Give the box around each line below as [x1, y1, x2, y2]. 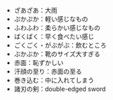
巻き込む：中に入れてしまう [13, 76, 95, 84]
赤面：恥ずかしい [13, 59, 64, 66]
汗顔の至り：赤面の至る [13, 67, 82, 76]
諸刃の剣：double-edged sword [13, 85, 107, 93]
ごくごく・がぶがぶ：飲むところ [13, 41, 107, 49]
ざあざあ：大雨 [13, 6, 58, 14]
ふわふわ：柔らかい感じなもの [13, 24, 100, 31]
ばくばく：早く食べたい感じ [13, 32, 95, 41]
